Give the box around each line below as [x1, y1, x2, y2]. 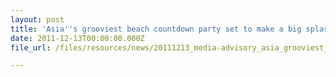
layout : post [10, 14, 65, 25]
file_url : [10, 42, 52, 53]
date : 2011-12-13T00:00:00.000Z [10, 33, 145, 43]
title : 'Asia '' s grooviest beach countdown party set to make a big [10, 24, 302, 34]
